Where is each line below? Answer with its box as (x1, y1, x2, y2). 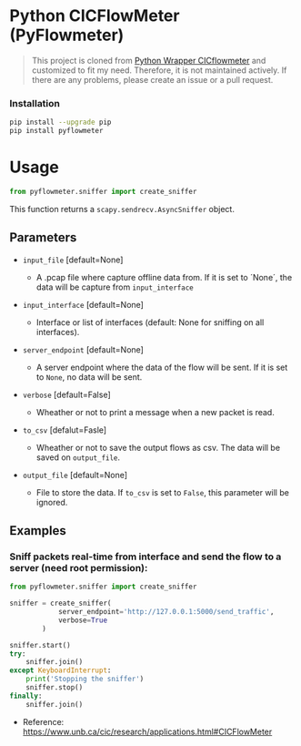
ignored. (35, 496, 68, 507)
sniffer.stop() (25, 683, 84, 692)
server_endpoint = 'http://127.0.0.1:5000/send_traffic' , (57, 608, 275, 617)
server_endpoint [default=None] (22, 343, 144, 355)
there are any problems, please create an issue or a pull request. (31, 74, 274, 85)
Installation (9, 97, 61, 109)
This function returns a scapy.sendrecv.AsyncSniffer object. (9, 203, 235, 214)
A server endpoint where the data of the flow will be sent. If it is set (35, 362, 288, 373)
